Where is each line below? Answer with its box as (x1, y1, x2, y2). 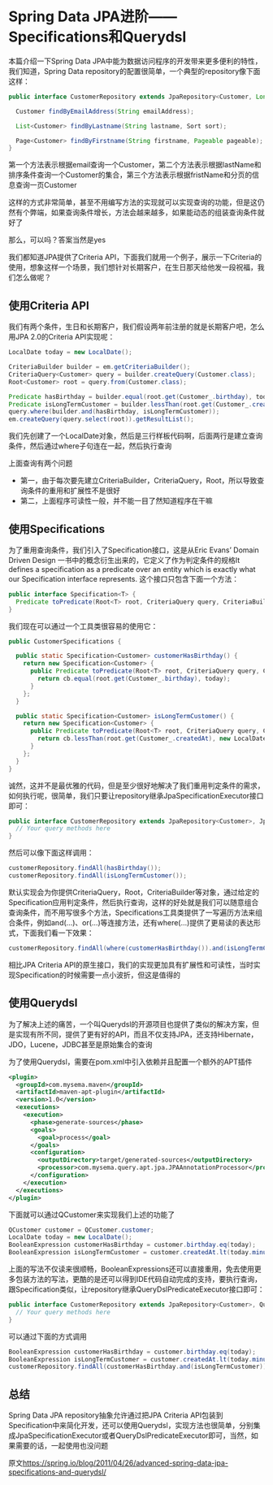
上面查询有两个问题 (8, 458, 73, 468)
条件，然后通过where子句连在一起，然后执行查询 (8, 441, 172, 451)
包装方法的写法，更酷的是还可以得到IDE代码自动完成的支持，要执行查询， (15, 1275, 262, 1284)
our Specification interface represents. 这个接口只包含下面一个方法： (8, 574, 240, 583)
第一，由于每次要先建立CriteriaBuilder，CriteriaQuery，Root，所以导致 (19, 476, 258, 486)
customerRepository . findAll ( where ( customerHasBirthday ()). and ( (8, 944, 227, 952)
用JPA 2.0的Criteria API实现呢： (8, 332, 115, 342)
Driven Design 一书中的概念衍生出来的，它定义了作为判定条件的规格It (8, 555, 240, 565)
